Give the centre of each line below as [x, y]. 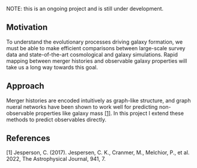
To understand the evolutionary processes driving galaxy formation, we [95, 42]
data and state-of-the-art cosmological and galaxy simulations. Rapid [92, 54]
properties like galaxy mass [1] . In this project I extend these [110, 113]
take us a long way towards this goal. [52, 67]
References [28, 138]
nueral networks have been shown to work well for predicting [82, 106]
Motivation [27, 27]
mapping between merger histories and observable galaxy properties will [97, 61]
